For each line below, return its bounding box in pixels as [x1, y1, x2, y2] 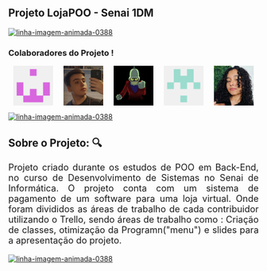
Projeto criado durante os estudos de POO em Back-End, [8, 161, 259, 173]
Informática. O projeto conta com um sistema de [8, 182, 259, 194]
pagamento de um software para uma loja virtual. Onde [8, 192, 259, 204]
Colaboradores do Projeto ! [8, 47, 114, 58]
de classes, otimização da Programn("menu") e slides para [8, 224, 259, 235]
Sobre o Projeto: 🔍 [8, 136, 103, 149]
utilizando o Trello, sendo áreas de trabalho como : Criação [8, 214, 259, 225]
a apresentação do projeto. [8, 234, 122, 246]
